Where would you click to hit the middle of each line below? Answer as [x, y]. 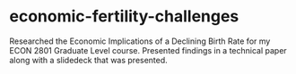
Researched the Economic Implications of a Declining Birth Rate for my [140, 41]
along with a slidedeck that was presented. [88, 60]
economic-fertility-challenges [124, 16]
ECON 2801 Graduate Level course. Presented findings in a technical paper [148, 50]
